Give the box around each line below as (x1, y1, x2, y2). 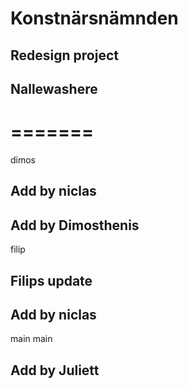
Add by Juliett (10, 362, 100, 379)
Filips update (10, 272, 93, 289)
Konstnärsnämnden (10, 7, 179, 30)
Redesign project (10, 47, 119, 64)
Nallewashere (10, 80, 98, 97)
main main (10, 333, 53, 345)
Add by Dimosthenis (10, 217, 140, 234)
